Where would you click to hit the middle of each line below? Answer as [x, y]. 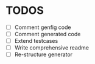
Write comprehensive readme [52, 48]
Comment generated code [47, 34]
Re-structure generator [44, 54]
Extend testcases [36, 41]
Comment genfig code [43, 27]
